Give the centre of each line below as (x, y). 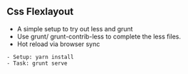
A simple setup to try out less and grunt (75, 28)
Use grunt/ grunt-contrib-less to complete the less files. (99, 36)
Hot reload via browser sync (58, 44)
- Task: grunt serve (37, 63)
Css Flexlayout (40, 12)
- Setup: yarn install (40, 57)
